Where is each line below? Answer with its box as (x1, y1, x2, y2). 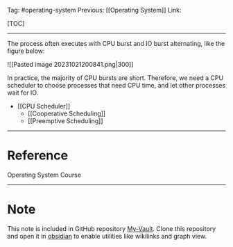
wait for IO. (7, 88, 39, 97)
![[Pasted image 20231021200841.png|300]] (7, 61, 134, 68)
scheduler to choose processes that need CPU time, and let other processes (7, 81, 226, 89)
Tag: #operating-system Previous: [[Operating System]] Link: (7, 6, 182, 14)
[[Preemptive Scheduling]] (27, 117, 103, 125)
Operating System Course (7, 170, 82, 179)
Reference (7, 148, 68, 164)
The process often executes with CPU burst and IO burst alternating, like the (7, 40, 225, 47)
